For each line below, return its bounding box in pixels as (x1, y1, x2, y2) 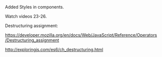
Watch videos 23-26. (5, 14, 47, 19)
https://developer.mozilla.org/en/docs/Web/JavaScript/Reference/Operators (5, 32, 157, 38)
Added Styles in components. (5, 4, 64, 10)
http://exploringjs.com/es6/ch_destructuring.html (5, 47, 103, 52)
